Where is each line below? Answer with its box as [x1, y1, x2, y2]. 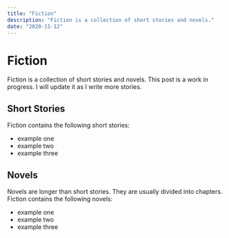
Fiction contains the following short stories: [7, 121, 130, 130]
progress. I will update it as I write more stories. [7, 83, 142, 91]
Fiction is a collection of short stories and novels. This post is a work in [7, 75, 209, 83]
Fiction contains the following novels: [7, 195, 113, 203]
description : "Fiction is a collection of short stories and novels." [7, 17, 215, 23]
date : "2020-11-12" [7, 23, 63, 30]
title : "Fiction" [7, 10, 57, 17]
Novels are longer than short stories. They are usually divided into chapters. [7, 187, 223, 195]
